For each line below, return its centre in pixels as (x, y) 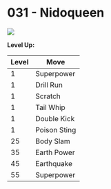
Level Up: (21, 45)
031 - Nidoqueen (56, 13)
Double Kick (55, 118)
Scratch (48, 96)
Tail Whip (50, 107)
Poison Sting (56, 129)
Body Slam (53, 141)
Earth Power (55, 152)
